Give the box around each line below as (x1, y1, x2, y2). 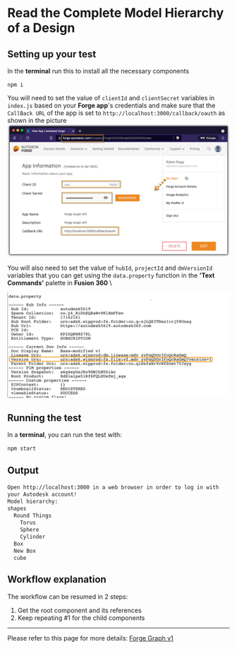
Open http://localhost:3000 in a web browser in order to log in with (7, 484, 219, 492)
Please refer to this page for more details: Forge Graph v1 (7, 633, 174, 642)
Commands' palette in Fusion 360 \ (7, 279, 112, 287)
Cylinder (20, 533, 46, 541)
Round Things (13, 512, 52, 520)
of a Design (7, 20, 75, 36)
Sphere (20, 526, 39, 534)
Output (7, 464, 39, 476)
